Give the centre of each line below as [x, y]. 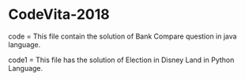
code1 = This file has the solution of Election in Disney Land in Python [121, 60]
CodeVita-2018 [59, 15]
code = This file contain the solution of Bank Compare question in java [122, 36]
